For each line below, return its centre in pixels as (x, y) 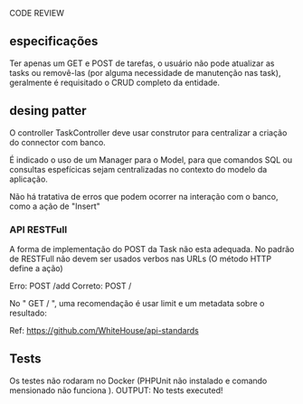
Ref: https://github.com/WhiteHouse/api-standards (104, 330)
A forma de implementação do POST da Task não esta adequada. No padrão (152, 249)
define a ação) (36, 268)
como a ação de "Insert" (55, 206)
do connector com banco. (57, 142)
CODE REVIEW (37, 13)
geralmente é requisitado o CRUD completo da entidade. (114, 82)
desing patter (48, 111)
